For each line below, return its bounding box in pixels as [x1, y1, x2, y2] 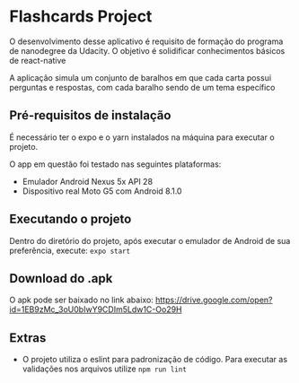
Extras [9, 330, 47, 345]
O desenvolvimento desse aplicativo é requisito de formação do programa [9, 36, 284, 47]
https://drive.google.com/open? [155, 294, 273, 306]
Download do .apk [9, 271, 113, 286]
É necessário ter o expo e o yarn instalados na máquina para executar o [9, 132, 276, 143]
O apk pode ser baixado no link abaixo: [9, 294, 154, 306]
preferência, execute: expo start [9, 245, 131, 256]
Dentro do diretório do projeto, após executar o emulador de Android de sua [9, 235, 291, 246]
